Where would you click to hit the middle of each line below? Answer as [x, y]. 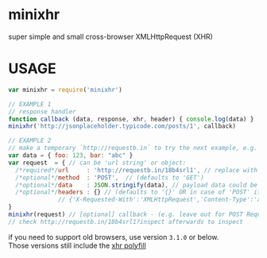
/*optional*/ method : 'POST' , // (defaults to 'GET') [110, 177]
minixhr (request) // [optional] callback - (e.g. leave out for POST [126, 214]
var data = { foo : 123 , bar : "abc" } [71, 156]
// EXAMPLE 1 [30, 104]
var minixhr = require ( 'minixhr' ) [66, 90]
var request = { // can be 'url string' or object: [97, 163]
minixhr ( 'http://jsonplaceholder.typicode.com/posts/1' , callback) [122, 126]
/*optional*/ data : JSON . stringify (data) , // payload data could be [137, 185]
